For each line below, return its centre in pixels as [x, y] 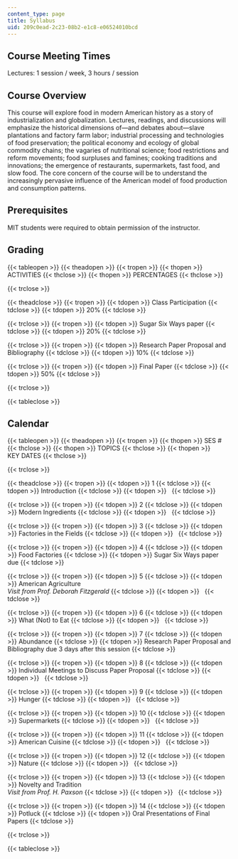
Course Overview [47, 96]
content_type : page [36, 14]
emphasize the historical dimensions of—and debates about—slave [106, 128]
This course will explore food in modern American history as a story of [110, 112]
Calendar [28, 424]
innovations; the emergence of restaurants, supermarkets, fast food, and [114, 165]
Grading [26, 250]
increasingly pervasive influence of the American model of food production [117, 181]
